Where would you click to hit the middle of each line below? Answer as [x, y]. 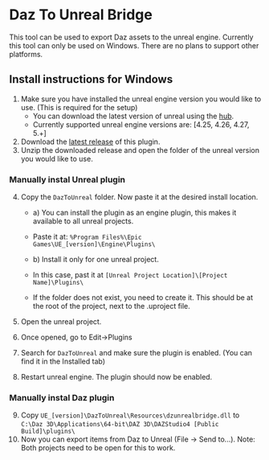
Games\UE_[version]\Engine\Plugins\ [94, 244]
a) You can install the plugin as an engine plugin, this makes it [134, 213]
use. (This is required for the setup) [79, 107]
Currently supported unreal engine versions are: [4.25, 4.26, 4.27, [141, 124]
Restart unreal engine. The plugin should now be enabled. [116, 377]
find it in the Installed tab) [63, 361]
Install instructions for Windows [91, 79]
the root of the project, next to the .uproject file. [112, 306]
